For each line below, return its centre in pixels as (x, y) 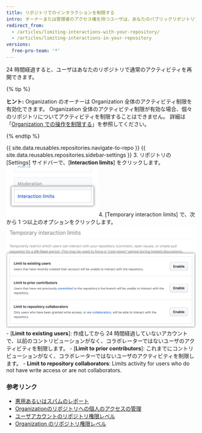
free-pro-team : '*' (36, 51)
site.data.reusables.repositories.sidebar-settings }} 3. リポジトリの (89, 155)
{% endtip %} (23, 136)
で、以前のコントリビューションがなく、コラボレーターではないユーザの (96, 341)
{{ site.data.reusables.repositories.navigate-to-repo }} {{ (76, 148)
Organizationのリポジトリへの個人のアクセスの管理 (78, 409)
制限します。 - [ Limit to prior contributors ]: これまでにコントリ (115, 349)
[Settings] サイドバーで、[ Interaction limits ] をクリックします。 (85, 162)
